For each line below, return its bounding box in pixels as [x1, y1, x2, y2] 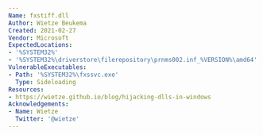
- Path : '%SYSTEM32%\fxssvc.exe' [8, 71, 119, 79]
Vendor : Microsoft [8, 33, 69, 42]
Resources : [8, 85, 44, 94]
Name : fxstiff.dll [8, 11, 69, 20]
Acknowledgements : [8, 100, 69, 108]
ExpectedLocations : [8, 41, 73, 49]
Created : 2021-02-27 [8, 26, 77, 34]
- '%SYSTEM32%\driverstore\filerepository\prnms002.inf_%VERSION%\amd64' [8, 56, 258, 64]
